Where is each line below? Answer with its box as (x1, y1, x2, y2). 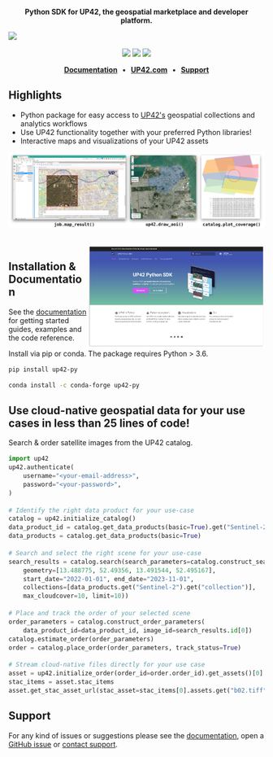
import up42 (8, 455, 49, 463)
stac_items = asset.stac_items (8, 678, 115, 686)
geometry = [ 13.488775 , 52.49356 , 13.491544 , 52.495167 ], (23, 566, 217, 575)
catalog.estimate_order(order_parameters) (8, 635, 154, 643)
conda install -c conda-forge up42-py (8, 381, 140, 389)
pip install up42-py (8, 365, 79, 374)
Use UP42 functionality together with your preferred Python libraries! (19, 127, 252, 137)
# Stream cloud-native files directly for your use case (8, 661, 206, 669)
